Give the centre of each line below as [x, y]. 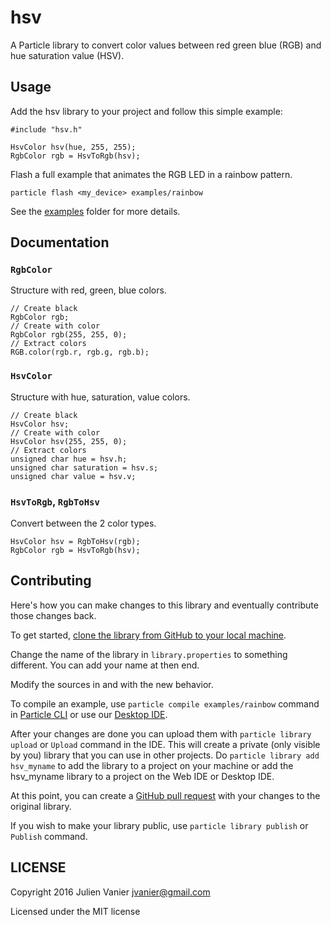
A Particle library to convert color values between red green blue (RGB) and [166, 45]
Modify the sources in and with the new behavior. [112, 684]
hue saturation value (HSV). [67, 55]
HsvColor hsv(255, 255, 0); [69, 441]
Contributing [51, 581]
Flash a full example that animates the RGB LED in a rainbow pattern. [151, 174]
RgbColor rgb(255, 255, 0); [69, 335]
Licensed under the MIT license [75, 911]
